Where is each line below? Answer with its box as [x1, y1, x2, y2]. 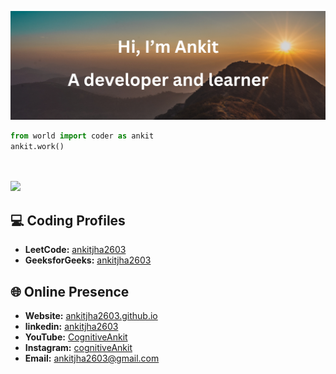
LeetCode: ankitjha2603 [24, 244, 127, 256]
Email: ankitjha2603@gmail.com [24, 352, 160, 365]
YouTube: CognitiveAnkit [24, 331, 128, 343]
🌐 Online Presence [10, 283, 130, 300]
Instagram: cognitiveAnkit [24, 342, 133, 354]
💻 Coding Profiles [10, 212, 126, 229]
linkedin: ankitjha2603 [24, 321, 119, 333]
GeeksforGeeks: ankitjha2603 [24, 254, 152, 266]
